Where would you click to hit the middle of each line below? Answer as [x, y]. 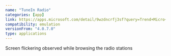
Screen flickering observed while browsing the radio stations [69, 48]
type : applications [26, 34]
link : [11, 19]
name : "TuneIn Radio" [28, 10]
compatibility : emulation [33, 24]
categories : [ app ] [25, 15]
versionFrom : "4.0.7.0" [31, 29]
